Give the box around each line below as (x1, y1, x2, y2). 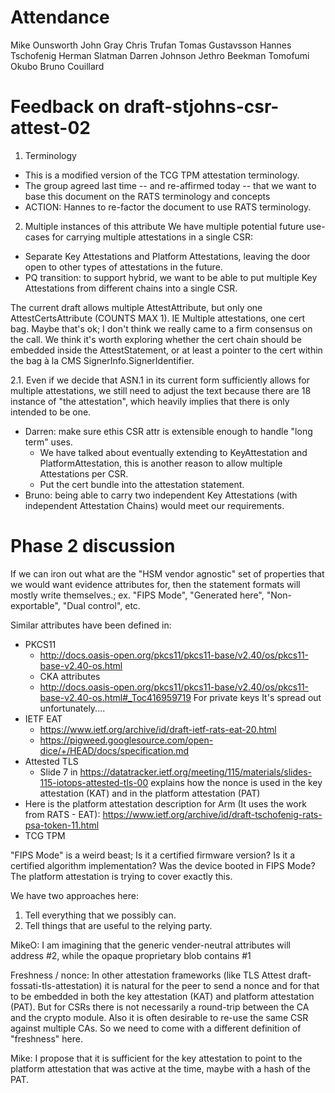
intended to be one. (10, 406, 92, 418)
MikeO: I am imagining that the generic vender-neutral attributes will (10, 939, 291, 951)
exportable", (10, 599, 61, 611)
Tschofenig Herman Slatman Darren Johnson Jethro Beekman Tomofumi (10, 49, 310, 61)
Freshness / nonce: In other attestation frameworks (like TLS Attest (10, 969, 287, 981)
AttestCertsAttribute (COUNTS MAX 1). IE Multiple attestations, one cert (10, 312, 306, 324)
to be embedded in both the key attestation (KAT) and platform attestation (10, 990, 315, 1002)
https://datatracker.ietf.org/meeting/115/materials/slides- (79, 766, 313, 778)
